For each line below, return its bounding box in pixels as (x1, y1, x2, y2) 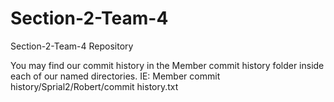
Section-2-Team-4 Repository (10, 40, 134, 52)
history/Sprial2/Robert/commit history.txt (10, 80, 179, 92)
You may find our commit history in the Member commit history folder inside (10, 59, 325, 71)
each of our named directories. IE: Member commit (10, 70, 221, 82)
